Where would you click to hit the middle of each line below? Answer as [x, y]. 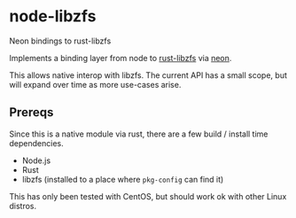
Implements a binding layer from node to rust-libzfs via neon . [121, 58]
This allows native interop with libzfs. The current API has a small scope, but [148, 75]
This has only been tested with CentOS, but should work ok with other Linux [148, 196]
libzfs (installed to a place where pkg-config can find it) [123, 179]
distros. [23, 206]
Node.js [36, 160]
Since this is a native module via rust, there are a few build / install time [139, 134]
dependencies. [36, 143]
